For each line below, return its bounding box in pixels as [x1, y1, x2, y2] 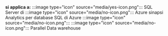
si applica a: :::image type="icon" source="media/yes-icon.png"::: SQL [5, 4, 153, 10]
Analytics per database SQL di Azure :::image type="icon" [5, 15, 126, 20]
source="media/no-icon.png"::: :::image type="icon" [5, 20, 114, 26]
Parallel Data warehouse [30, 25, 81, 31]
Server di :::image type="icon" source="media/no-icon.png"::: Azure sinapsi [5, 9, 163, 15]
